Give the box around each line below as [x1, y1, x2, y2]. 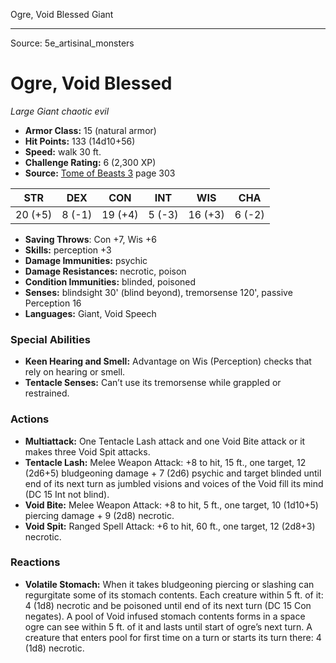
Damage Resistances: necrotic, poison [24, 265, 187, 277]
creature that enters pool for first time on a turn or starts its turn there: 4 [24, 631, 322, 643]
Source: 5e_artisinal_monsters [10, 37, 135, 49]
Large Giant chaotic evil [10, 105, 110, 117]
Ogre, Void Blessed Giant [10, 9, 114, 20]
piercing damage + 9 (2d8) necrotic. [24, 509, 175, 521]
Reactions [10, 555, 61, 569]
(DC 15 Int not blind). [24, 488, 110, 500]
